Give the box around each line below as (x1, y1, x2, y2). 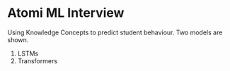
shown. (7, 35, 29, 44)
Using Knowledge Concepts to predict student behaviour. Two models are (7, 28, 223, 37)
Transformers (17, 56, 58, 65)
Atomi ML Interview (7, 5, 125, 21)
